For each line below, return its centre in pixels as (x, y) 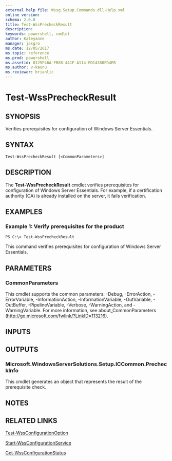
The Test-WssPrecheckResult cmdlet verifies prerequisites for (72, 185)
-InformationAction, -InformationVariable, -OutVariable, (94, 299)
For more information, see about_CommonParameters (100, 310)
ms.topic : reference (27, 53)
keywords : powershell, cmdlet (38, 34)
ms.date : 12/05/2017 (27, 48)
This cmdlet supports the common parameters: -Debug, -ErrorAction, (79, 294)
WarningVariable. (24, 310)
